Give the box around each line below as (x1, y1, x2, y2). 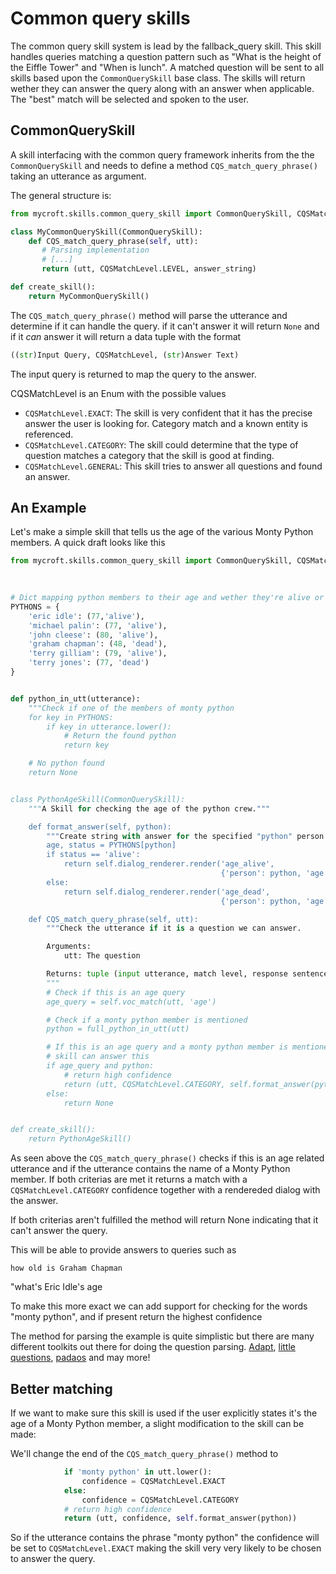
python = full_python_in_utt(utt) (46, 1024, 190, 1034)
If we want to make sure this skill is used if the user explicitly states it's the (10, 1407, 318, 1419)
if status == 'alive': (46, 850, 141, 860)
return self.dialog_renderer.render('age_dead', (63, 887, 271, 897)
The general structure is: (10, 189, 112, 201)
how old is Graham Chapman (10, 1263, 123, 1274)
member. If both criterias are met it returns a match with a (10, 1173, 248, 1186)
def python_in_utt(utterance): (10, 693, 141, 704)
